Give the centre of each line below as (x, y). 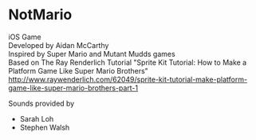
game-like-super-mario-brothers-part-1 (73, 88)
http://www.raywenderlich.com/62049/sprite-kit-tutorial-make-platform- (128, 79)
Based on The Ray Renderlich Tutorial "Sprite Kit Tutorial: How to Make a (128, 62)
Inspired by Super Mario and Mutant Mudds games (92, 54)
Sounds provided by (41, 103)
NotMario (40, 15)
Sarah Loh (37, 118)
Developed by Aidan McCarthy (59, 45)
